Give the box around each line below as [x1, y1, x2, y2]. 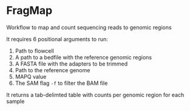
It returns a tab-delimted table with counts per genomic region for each [6, 91, 185, 98]
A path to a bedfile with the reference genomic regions [15, 53, 152, 61]
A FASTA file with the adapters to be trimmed [15, 60, 128, 67]
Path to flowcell [15, 47, 55, 55]
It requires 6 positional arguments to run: [6, 35, 108, 42]
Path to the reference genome [15, 66, 90, 73]
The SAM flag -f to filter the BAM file [15, 79, 108, 87]
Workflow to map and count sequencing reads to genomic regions [6, 24, 172, 31]
